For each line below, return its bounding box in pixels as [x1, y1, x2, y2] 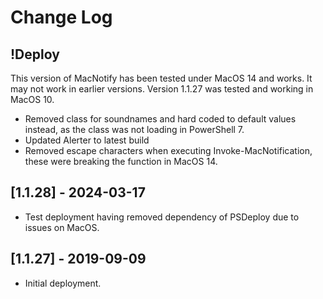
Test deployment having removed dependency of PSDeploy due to [24, 211, 300, 223]
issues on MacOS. [24, 221, 100, 233]
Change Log [10, 6, 113, 29]
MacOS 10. [10, 94, 55, 105]
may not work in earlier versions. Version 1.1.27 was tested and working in [10, 83, 314, 95]
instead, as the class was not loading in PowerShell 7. [24, 124, 245, 135]
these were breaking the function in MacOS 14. [24, 156, 218, 167]
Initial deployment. [24, 277, 102, 289]
